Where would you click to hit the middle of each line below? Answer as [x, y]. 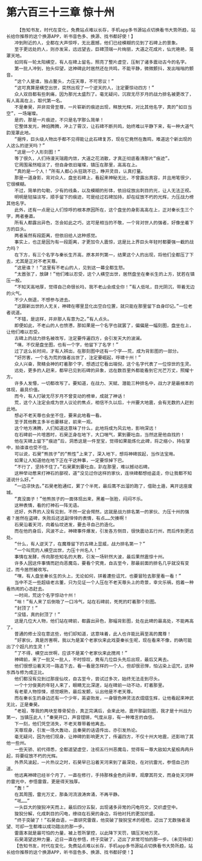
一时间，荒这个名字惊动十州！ [46, 595]
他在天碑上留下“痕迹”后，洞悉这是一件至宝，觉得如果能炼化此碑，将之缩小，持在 [100, 441]
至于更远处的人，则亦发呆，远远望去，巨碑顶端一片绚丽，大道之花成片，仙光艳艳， [102, 49]
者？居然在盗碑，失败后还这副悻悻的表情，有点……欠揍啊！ [67, 518]
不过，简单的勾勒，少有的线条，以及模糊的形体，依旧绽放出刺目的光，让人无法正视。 [104, 190]
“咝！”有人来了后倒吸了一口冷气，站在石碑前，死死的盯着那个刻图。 [87, 602]
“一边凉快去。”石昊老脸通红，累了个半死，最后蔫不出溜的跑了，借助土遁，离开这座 [101, 486]
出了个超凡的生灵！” [28, 647]
